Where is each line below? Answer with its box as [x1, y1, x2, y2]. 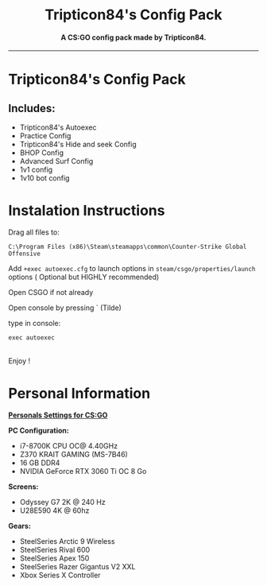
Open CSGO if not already [8, 288, 94, 297]
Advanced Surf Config [19, 157, 94, 166]
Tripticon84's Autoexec [19, 122, 97, 132]
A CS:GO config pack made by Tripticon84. [60, 33, 207, 42]
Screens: [8, 482, 39, 491]
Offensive [8, 250, 41, 258]
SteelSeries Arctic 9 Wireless [19, 537, 115, 546]
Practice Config [19, 131, 72, 141]
